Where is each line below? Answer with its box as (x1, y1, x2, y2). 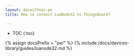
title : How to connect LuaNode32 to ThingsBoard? (5, 12, 111, 17)
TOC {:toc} (12, 30, 35, 36)
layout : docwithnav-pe (5, 7, 52, 12)
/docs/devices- (97, 39, 129, 45)
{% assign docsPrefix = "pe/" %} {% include (5, 39, 97, 45)
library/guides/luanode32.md (5, 45, 65, 51)
